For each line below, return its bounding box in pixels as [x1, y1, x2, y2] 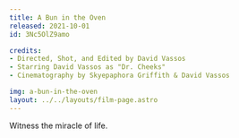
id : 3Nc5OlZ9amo [9, 30, 70, 39]
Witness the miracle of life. [9, 120, 108, 131]
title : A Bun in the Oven [9, 13, 106, 22]
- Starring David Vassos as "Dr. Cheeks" [9, 63, 166, 72]
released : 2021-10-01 [9, 22, 90, 30]
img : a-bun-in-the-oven [9, 87, 98, 96]
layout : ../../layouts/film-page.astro [9, 95, 158, 104]
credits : [9, 46, 42, 55]
